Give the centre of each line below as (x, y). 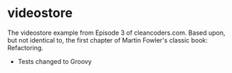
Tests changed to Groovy (55, 61)
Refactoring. (26, 47)
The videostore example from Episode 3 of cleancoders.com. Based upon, (116, 33)
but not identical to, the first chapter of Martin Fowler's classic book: (108, 40)
